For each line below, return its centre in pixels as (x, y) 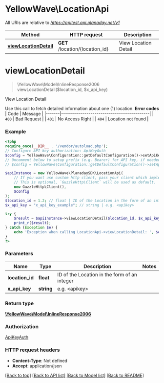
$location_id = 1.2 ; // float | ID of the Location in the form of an (78, 201)
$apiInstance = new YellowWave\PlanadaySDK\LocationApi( (64, 173)
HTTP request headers (32, 350)
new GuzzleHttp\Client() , (40, 187)
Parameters (19, 254)
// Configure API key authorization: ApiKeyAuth (55, 151)
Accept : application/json (37, 366)
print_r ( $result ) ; (32, 223)
